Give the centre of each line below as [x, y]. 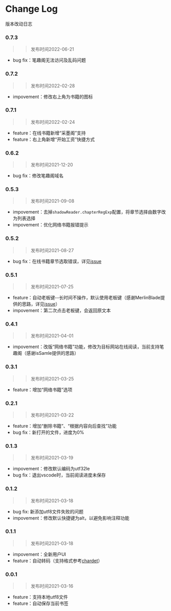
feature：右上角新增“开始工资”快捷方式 [54, 139]
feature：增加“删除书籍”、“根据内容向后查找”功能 [65, 426]
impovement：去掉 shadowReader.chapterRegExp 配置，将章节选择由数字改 [89, 212]
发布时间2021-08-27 [52, 250]
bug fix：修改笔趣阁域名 [38, 176]
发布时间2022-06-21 [52, 49]
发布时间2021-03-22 [52, 415]
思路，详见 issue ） [41, 304]
